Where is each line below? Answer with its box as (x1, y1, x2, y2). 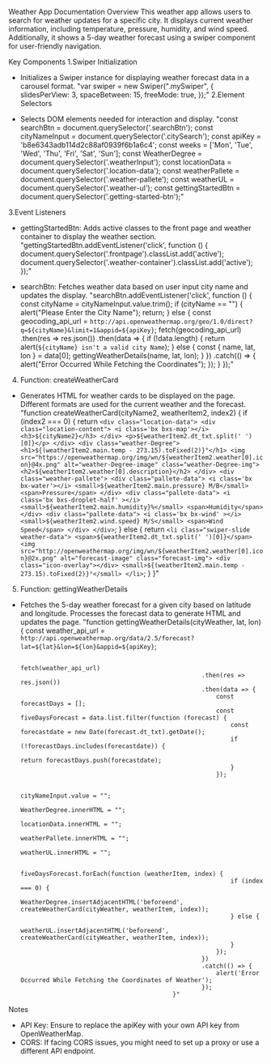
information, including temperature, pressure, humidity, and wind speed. (8, 24, 249, 33)
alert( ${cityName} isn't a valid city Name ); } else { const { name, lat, (19, 342, 256, 352)
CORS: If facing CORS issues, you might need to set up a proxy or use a (19, 1037, 260, 1047)
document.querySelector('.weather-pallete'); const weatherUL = (19, 174, 235, 184)
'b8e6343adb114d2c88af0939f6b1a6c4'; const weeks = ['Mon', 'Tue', (19, 140, 253, 149)
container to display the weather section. (19, 232, 157, 241)
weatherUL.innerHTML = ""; (19, 848, 112, 857)
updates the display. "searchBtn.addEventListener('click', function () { (19, 291, 252, 300)
